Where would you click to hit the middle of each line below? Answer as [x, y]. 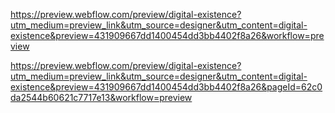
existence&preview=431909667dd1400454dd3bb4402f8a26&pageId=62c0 [166, 87]
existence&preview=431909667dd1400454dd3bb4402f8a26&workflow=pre [167, 35]
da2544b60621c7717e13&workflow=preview [101, 97]
